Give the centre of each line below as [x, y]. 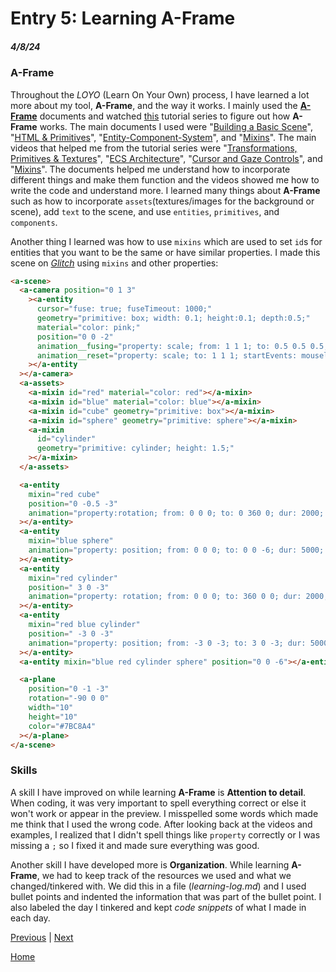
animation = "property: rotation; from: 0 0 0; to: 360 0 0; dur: [165, 597]
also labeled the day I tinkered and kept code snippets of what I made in [158, 907]
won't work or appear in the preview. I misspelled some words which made [164, 813]
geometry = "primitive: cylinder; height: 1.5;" [135, 448]
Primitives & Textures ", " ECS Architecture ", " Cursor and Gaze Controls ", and [166, 158]
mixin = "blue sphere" [71, 541]
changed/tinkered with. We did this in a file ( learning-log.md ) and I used [158, 886]
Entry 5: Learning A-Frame [123, 18]
